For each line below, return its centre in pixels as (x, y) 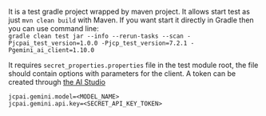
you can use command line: (54, 28)
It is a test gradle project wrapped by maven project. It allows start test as (129, 12)
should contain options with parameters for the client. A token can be (122, 74)
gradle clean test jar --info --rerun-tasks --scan (96, 36)
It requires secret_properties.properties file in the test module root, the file (133, 65)
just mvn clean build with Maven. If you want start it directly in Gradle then (131, 20)
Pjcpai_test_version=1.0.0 (53, 43)
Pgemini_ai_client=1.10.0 (51, 50)
